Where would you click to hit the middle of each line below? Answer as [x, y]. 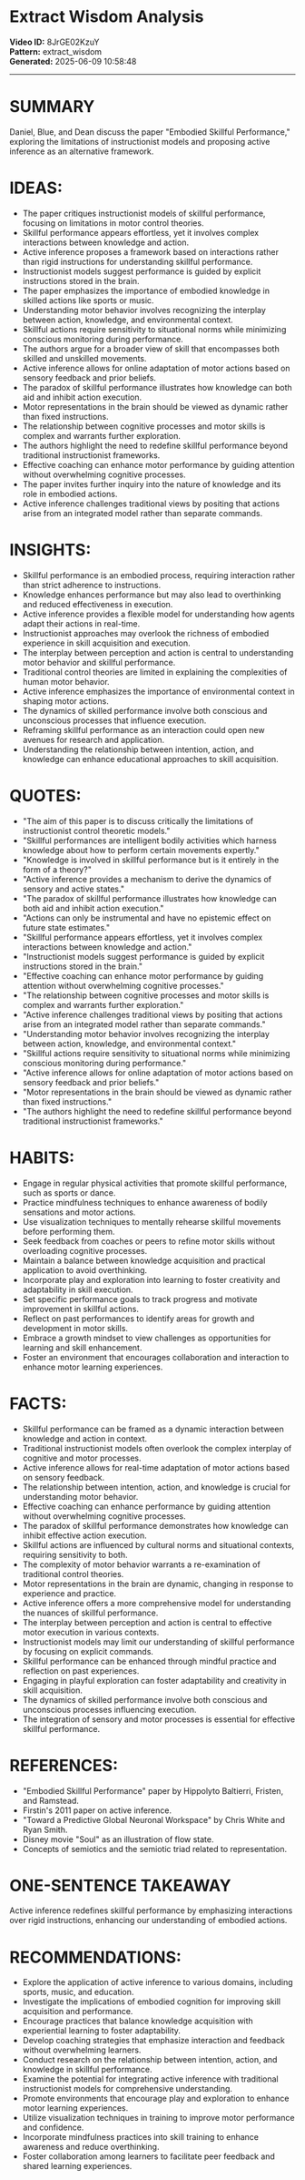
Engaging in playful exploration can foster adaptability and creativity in [155, 1680]
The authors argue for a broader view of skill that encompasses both [151, 349]
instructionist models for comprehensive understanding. [128, 2089]
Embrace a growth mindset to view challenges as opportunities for [147, 1338]
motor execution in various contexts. [91, 1632]
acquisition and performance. [78, 2012]
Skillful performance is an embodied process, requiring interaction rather [158, 575]
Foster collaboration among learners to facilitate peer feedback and [148, 2156]
